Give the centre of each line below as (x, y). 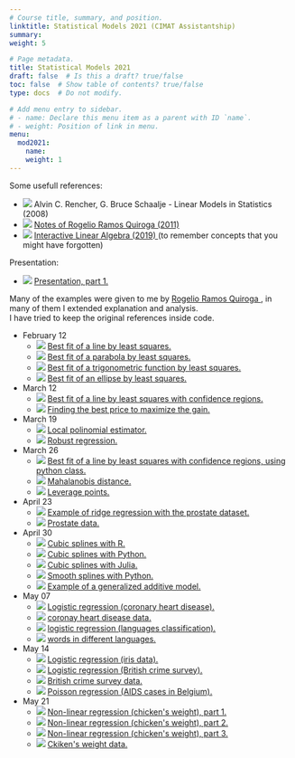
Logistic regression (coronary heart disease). (131, 606)
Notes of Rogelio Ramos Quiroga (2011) (107, 224)
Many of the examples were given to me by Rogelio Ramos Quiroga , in (141, 298)
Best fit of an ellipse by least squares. (117, 378)
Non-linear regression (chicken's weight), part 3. (138, 733)
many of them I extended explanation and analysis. (104, 308)
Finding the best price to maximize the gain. (129, 409)
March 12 (39, 388)
